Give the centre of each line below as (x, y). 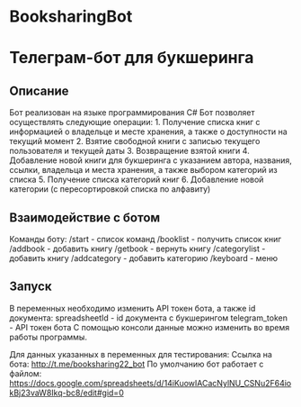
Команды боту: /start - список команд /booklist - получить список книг (146, 239)
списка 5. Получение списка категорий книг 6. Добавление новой (137, 180)
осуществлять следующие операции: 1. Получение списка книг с (135, 122)
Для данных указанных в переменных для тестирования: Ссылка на (141, 354)
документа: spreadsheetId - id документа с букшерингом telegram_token (148, 318)
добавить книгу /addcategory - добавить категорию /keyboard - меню (144, 258)
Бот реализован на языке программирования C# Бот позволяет (132, 113)
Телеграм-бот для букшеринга (132, 58)
